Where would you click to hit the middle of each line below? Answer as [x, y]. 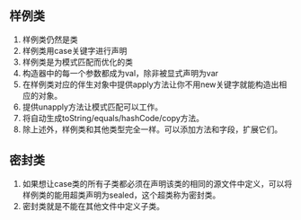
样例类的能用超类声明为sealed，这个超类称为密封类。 [121, 195]
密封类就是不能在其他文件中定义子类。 [93, 206]
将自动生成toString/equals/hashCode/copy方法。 [113, 118]
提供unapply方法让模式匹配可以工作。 [93, 107]
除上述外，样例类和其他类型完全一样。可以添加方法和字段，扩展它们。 [152, 129]
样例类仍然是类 [50, 40]
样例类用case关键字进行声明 [75, 50]
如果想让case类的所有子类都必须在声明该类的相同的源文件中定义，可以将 [157, 183]
